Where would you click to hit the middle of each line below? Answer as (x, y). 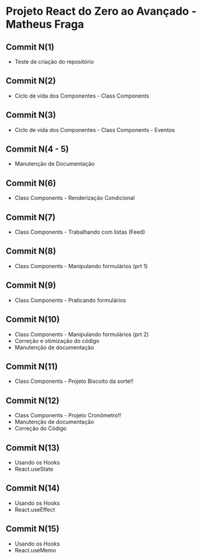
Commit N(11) (32, 366)
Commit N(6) (31, 183)
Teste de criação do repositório (54, 62)
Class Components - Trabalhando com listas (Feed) (80, 232)
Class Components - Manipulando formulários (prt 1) (81, 266)
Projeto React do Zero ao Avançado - (101, 11)
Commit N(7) (31, 217)
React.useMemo (35, 550)
